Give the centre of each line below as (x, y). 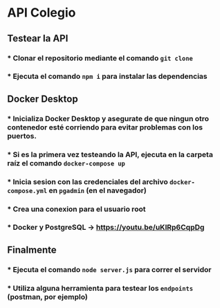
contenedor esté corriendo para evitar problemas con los (105, 127)
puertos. (22, 136)
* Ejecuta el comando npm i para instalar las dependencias (107, 76)
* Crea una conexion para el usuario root (76, 209)
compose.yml (27, 191)
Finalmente (32, 250)
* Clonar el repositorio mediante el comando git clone (100, 58)
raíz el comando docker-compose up (66, 163)
